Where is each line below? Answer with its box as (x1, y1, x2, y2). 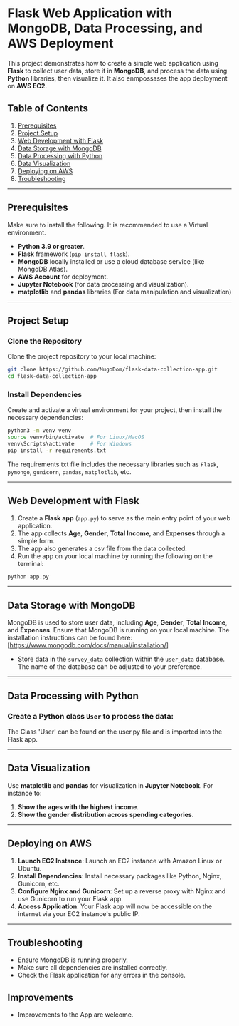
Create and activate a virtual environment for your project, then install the (7, 406, 223, 414)
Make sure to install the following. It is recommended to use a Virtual (7, 220, 208, 229)
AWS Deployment (7, 36, 114, 51)
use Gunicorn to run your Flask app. (17, 894, 123, 903)
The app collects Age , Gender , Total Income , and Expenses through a (17, 529, 225, 538)
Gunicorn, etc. (17, 879, 60, 888)
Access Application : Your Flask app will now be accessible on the (17, 902, 212, 910)
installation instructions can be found (7, 633, 116, 642)
